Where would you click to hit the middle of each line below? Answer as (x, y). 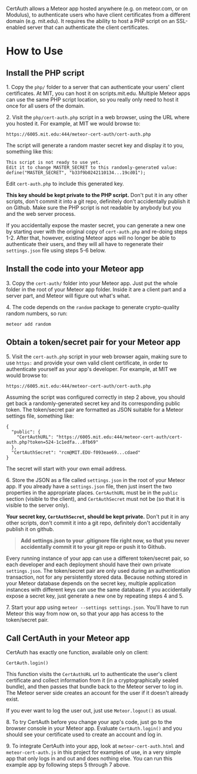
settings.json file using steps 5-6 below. (56, 250)
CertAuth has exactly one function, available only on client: (77, 652)
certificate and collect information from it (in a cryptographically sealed (92, 680)
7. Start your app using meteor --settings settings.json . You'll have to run (98, 607)
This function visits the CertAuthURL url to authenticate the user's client (92, 674)
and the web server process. (41, 214)
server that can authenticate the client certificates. (88, 27)
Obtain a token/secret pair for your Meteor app (93, 342)
